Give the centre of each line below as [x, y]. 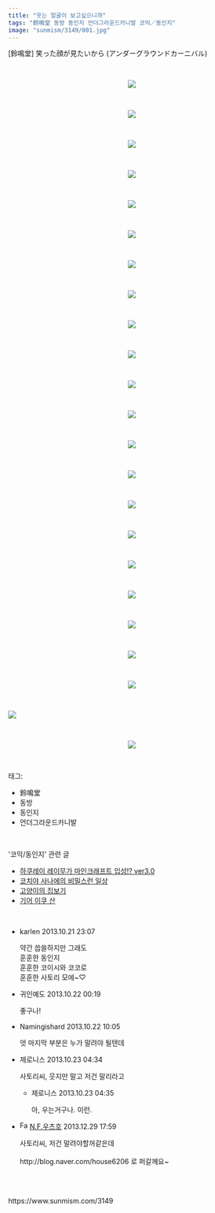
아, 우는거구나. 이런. [62, 1110]
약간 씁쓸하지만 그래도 [53, 948]
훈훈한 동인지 [40, 958]
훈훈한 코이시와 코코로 [53, 968]
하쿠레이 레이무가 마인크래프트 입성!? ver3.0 [87, 871]
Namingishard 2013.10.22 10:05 [70, 1027]
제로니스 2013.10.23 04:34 [61, 1059]
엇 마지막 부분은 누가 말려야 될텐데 [72, 1043]
